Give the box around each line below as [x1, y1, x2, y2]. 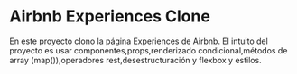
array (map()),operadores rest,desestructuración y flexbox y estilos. [9, 54, 262, 65]
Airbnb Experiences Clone [9, 6, 210, 27]
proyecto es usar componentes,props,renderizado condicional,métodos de [9, 45, 288, 55]
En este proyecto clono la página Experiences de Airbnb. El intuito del [9, 36, 268, 46]
